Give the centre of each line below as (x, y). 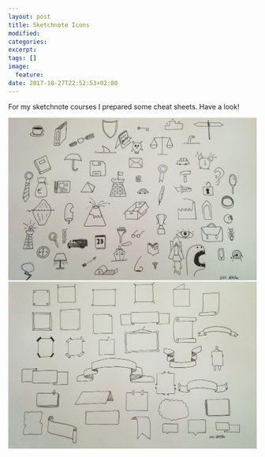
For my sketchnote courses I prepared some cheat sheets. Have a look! (124, 106)
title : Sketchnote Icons (49, 25)
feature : (30, 75)
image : (19, 67)
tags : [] (22, 58)
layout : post (30, 17)
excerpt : (22, 50)
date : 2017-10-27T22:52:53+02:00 (63, 83)
